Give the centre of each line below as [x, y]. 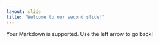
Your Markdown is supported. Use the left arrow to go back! [80, 34]
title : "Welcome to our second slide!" [56, 17]
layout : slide [24, 11]
